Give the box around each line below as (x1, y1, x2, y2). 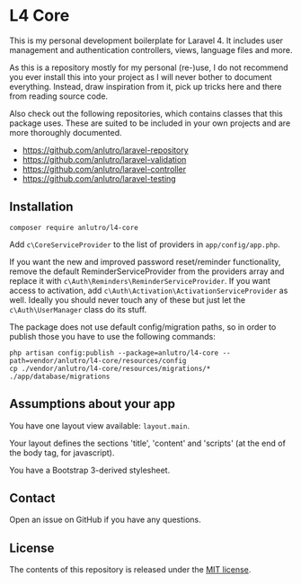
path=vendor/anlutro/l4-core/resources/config (9, 356, 187, 365)
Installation (9, 199, 74, 215)
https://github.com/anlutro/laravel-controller (22, 164, 187, 174)
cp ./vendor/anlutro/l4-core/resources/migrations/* (9, 364, 211, 373)
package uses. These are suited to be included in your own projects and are (9, 118, 291, 128)
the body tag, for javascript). (9, 447, 115, 458)
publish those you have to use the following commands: (9, 331, 216, 341)
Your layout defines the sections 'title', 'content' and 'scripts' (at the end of (9, 438, 286, 448)
